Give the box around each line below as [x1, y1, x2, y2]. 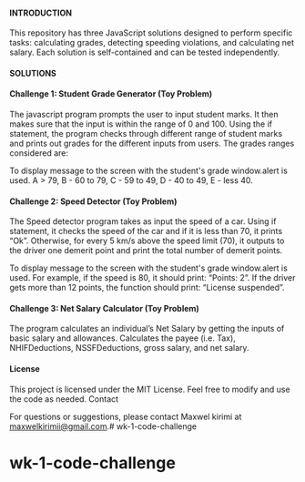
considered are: [9, 148, 68, 159]
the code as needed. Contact [9, 393, 119, 405]
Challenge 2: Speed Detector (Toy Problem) [9, 196, 178, 207]
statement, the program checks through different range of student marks [9, 128, 283, 138]
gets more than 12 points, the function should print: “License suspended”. [9, 282, 285, 293]
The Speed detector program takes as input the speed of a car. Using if [9, 216, 277, 227]
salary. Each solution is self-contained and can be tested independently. [9, 46, 280, 58]
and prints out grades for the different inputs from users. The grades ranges [9, 138, 295, 149]
